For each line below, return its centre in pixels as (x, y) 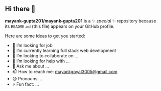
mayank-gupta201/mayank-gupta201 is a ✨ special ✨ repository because (81, 21)
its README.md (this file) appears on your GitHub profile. (60, 26)
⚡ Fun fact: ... (25, 84)
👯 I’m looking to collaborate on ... (45, 56)
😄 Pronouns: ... (28, 78)
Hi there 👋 (20, 9)
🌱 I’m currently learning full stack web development (64, 50)
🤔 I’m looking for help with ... (41, 61)
